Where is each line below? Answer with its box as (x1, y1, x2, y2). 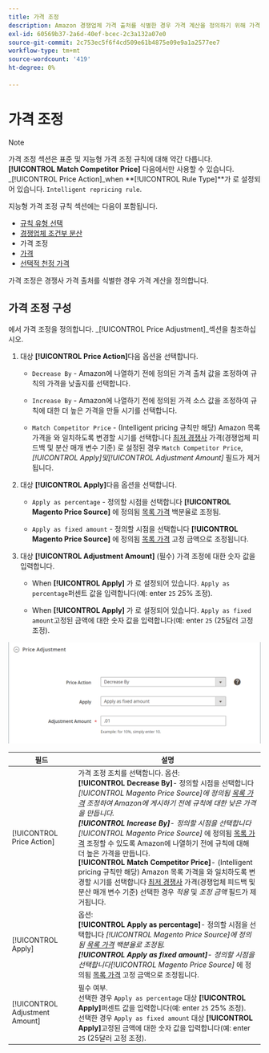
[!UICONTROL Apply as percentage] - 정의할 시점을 (78, 920, 248, 929)
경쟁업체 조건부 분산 (19, 228, 82, 238)
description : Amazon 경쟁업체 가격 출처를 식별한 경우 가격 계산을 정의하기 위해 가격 (8, 21, 260, 30)
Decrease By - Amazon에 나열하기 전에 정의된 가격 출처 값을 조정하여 (31, 368, 249, 378)
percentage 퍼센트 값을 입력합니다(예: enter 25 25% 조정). (31, 588, 213, 598)
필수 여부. (78, 982, 108, 992)
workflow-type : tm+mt (8, 47, 81, 55)
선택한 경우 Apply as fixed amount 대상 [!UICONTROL (78, 1013, 254, 1022)
